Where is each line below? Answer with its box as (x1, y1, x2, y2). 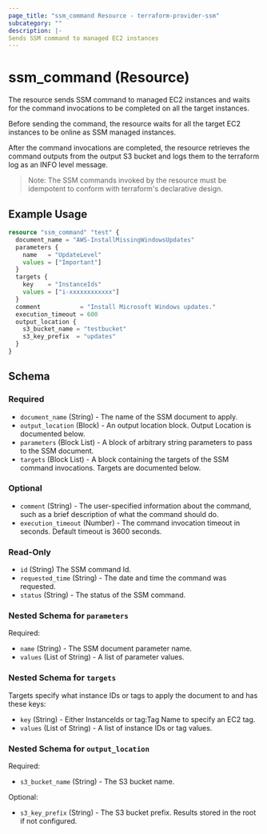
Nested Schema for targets (8, 672, 117, 684)
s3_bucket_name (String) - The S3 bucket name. (19, 777, 175, 787)
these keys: (8, 699, 46, 708)
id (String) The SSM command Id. (19, 565, 132, 575)
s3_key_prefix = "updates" (22, 333, 116, 341)
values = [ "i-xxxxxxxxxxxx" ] (22, 288, 120, 296)
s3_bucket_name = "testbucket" (22, 325, 127, 333)
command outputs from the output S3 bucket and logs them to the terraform (8, 151, 260, 161)
